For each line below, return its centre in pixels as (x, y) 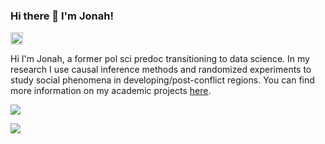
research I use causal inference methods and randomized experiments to (161, 70)
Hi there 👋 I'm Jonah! (62, 16)
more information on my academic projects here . (111, 91)
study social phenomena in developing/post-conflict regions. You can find (162, 80)
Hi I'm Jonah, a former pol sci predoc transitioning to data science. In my (160, 59)
